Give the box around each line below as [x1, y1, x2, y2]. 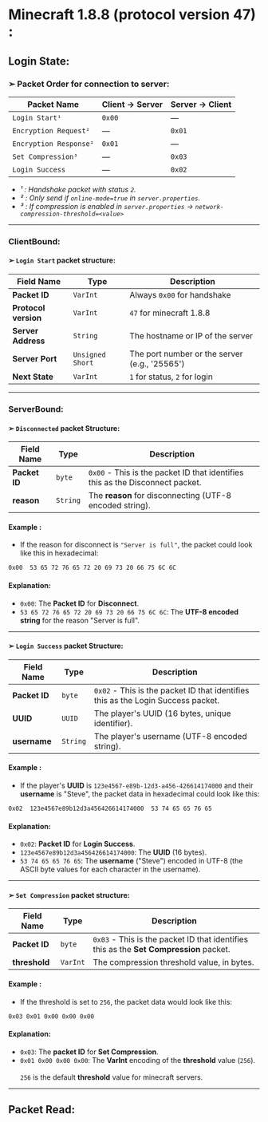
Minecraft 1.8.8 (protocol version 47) [8, 6, 257, 24]
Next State [12, 371, 54, 382]
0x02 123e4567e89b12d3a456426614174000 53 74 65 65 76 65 [8, 804, 213, 812]
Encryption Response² [12, 139, 94, 148]
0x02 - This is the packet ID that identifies [94, 685, 250, 696]
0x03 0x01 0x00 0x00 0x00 [8, 1012, 94, 1021]
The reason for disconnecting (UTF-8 [88, 490, 232, 501]
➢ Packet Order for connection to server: [8, 78, 170, 89]
